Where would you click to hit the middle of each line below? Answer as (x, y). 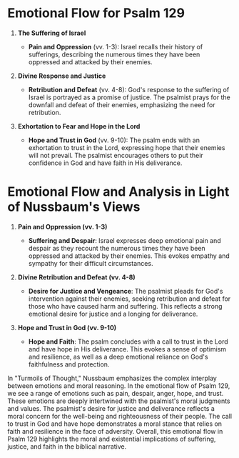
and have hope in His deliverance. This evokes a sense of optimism (127, 349)
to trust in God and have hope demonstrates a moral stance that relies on (115, 424)
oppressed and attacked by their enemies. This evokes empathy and (129, 256)
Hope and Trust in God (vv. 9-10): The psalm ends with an (114, 140)
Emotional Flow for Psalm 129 (96, 13)
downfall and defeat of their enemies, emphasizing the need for (122, 104)
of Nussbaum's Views (74, 207)
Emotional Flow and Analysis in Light (118, 192)
